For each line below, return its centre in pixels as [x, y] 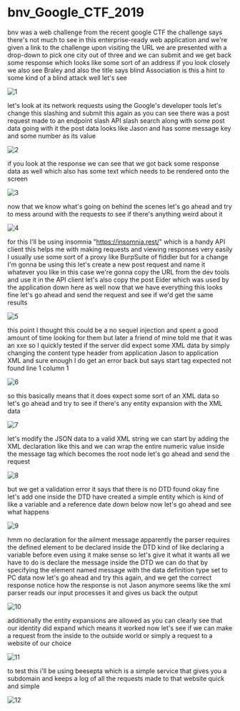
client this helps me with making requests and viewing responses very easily [120, 249]
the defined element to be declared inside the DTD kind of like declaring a [116, 547]
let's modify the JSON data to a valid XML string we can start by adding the [119, 438]
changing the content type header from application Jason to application [113, 353]
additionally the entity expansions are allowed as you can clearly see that [115, 620]
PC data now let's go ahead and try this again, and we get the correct [110, 577]
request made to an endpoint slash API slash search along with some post [116, 120]
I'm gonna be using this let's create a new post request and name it [106, 264]
